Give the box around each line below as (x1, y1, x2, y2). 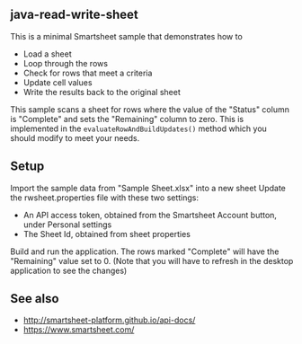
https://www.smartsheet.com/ (22, 324, 135, 335)
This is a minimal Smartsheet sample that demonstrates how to (10, 31, 244, 41)
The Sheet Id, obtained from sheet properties (22, 228, 191, 239)
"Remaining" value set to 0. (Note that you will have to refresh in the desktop (10, 255, 294, 266)
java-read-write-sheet (10, 7, 138, 22)
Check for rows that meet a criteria (22, 67, 153, 78)
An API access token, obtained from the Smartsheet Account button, (22, 209, 278, 220)
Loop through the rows (22, 57, 109, 68)
